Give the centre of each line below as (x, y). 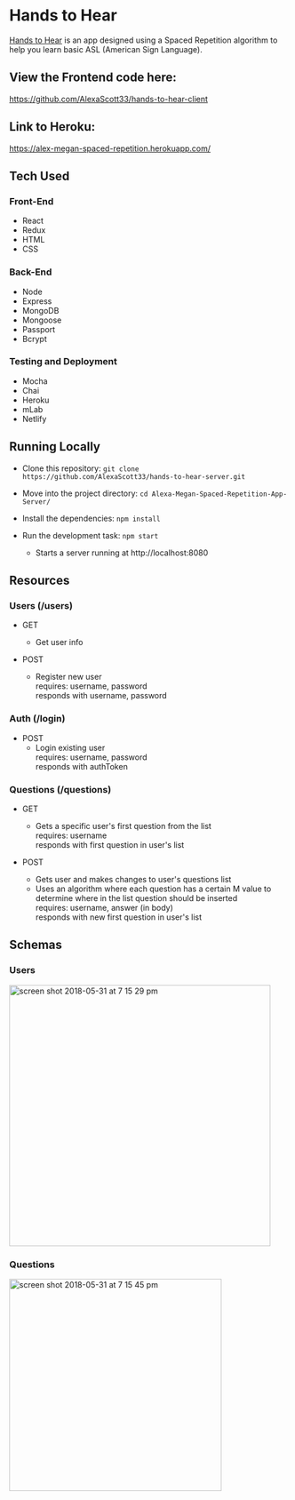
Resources (40, 581)
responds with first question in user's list (110, 844)
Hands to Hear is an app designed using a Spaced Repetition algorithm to (144, 40)
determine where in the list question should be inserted (136, 898)
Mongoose (42, 320)
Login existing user (70, 747)
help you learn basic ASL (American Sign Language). (106, 49)
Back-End (31, 272)
